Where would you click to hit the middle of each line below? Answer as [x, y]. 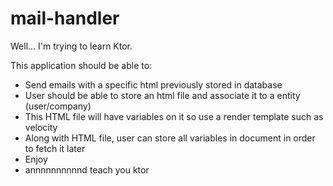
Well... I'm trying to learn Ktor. [71, 46]
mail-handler [65, 18]
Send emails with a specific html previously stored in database [153, 84]
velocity [41, 127]
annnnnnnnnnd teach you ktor [87, 169]
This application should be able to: [81, 65]
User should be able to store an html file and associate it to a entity [162, 95]
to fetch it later [55, 148]
